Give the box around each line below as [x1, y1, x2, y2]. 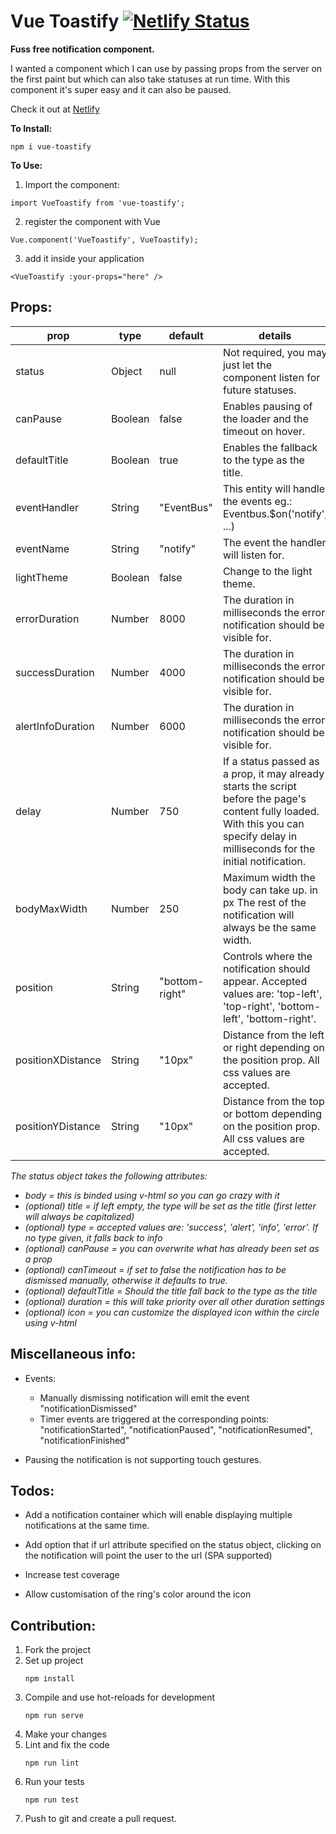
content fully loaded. [222, 804, 320, 818]
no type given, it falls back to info [24, 1231, 163, 1244]
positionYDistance [15, 1119, 101, 1133]
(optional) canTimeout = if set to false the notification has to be [24, 1263, 287, 1275]
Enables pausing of [222, 399, 313, 413]
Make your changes [24, 1728, 107, 1740]
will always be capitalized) [24, 1210, 135, 1222]
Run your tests [24, 1776, 85, 1788]
